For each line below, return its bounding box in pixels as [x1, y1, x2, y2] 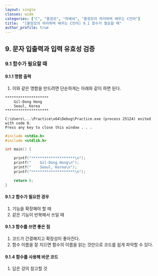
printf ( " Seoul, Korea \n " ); [14, 165, 77, 170]
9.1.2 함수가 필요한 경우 [5, 194, 50, 200]
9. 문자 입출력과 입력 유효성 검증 [5, 44, 95, 53]
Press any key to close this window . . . [5, 125, 92, 130]
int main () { [5, 147, 32, 152]
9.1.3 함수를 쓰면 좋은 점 [5, 224, 50, 230]
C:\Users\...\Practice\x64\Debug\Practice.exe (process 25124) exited [5, 116, 151, 121]
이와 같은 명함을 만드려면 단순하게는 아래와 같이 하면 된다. [12, 85, 122, 91]
